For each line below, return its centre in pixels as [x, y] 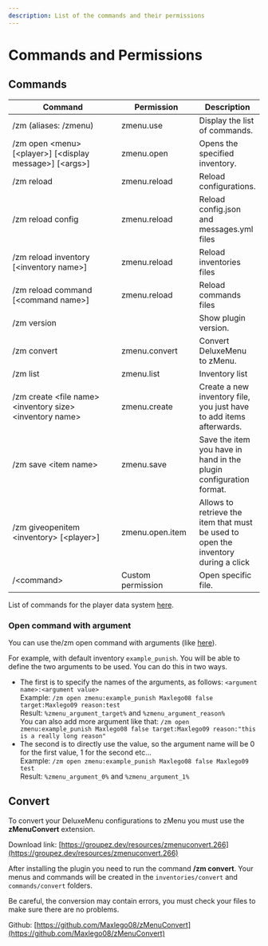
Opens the [219, 143]
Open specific [225, 575]
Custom [136, 575]
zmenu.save [144, 464]
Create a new [224, 386]
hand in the [220, 459]
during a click [224, 562]
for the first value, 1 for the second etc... [85, 752]
